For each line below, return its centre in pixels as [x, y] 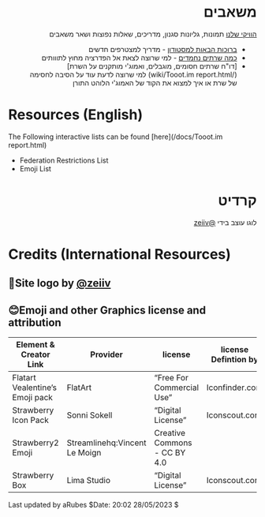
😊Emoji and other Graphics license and [107, 310]
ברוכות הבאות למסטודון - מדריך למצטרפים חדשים [162, 49]
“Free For [172, 378]
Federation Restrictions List [64, 160]
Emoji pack [33, 398]
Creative [170, 433]
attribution [35, 322]
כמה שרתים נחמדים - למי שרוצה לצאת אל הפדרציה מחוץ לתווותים [139, 58]
